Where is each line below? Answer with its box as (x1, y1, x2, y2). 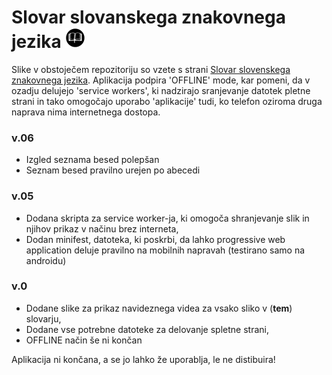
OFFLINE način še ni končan (25, 334, 143, 346)
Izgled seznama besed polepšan (25, 154, 160, 166)
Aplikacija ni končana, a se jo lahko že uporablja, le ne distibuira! (11, 353, 276, 365)
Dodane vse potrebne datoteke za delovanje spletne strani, (25, 323, 269, 335)
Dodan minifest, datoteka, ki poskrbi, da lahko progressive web (25, 233, 286, 245)
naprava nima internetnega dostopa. (11, 106, 161, 118)
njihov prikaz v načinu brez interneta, (25, 222, 179, 235)
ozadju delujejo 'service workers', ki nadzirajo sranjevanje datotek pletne (11, 84, 311, 96)
